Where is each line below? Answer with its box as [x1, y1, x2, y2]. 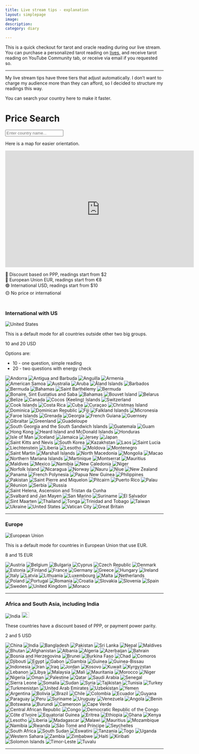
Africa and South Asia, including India [5, 600, 99, 607]
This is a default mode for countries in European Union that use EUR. [5, 542, 148, 548]
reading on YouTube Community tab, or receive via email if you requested [5, 55, 158, 61]
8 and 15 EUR [5, 552, 33, 558]
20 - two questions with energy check [12, 365, 91, 371]
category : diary [5, 26, 39, 31]
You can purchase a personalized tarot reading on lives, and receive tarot [5, 50, 157, 56]
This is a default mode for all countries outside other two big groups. [5, 331, 147, 337]
